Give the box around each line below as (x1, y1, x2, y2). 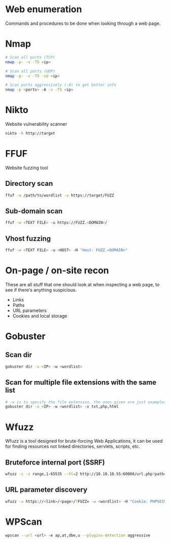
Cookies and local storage (12, 313, 67, 319)
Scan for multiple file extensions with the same (5, 378, 157, 387)
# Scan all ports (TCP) (5, 55, 56, 60)
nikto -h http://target (5, 131, 56, 136)
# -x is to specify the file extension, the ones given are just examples (5, 399, 166, 405)
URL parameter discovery (5, 485, 88, 494)
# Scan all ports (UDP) (5, 68, 56, 74)
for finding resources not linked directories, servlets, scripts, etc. (5, 443, 140, 449)
